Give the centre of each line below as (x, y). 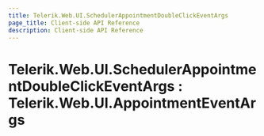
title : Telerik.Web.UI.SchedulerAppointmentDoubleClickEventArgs (118, 15)
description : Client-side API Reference (76, 30)
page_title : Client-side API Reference (74, 23)
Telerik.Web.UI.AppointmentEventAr (132, 103)
